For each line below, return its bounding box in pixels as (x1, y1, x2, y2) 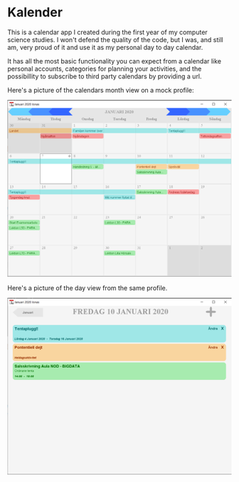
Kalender (7, 4, 63, 21)
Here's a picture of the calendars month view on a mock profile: (7, 86, 194, 94)
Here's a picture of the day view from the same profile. (7, 284, 168, 292)
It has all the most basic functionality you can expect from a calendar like (7, 56, 222, 65)
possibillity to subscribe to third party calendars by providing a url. (7, 72, 202, 81)
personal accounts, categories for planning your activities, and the (7, 64, 202, 73)
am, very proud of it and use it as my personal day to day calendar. (7, 43, 203, 51)
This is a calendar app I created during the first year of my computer (7, 28, 208, 36)
